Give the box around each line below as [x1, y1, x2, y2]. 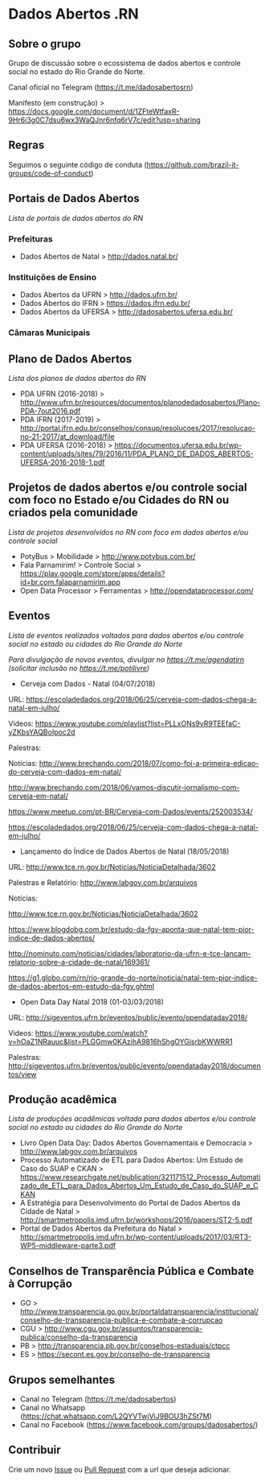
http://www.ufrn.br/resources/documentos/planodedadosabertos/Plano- [19, 397, 261, 407]
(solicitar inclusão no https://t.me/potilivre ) [8, 663, 150, 673]
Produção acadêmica [8, 1092, 117, 1106]
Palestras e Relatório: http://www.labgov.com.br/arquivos [8, 877, 198, 887]
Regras [8, 139, 45, 152]
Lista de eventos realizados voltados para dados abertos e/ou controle [8, 630, 245, 640]
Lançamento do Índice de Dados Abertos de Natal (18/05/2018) [19, 847, 230, 856]
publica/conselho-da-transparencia [19, 1332, 138, 1342]
